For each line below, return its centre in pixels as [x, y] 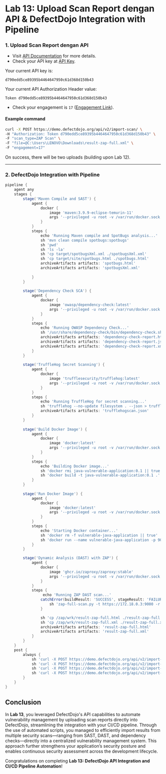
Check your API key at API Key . [44, 61]
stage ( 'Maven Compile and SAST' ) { [60, 199]
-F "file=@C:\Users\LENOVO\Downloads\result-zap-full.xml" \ [69, 143]
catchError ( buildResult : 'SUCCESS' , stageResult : [92, 600]
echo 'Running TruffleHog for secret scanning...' [94, 402]
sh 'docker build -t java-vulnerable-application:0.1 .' [100, 476]
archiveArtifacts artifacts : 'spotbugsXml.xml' [90, 268]
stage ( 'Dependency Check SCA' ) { [57, 291]
